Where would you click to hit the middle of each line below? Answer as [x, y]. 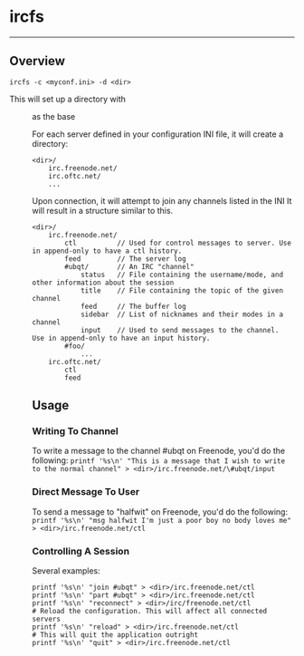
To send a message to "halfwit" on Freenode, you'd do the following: [160, 511]
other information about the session [103, 283]
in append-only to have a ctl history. [107, 251]
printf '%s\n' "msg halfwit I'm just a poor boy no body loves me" [162, 520]
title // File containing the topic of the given [181, 290]
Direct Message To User [86, 492]
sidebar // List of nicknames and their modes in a [181, 314]
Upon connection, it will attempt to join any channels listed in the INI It [162, 200]
